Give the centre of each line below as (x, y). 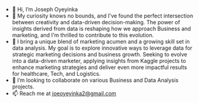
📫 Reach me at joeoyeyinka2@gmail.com (64, 93)
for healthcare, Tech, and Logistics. (56, 74)
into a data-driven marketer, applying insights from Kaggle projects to (99, 61)
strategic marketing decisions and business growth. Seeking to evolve (99, 54)
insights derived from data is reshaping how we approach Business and (101, 28)
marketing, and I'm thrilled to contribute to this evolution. (83, 35)
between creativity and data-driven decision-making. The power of (96, 22)
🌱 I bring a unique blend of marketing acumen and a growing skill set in (101, 42)
